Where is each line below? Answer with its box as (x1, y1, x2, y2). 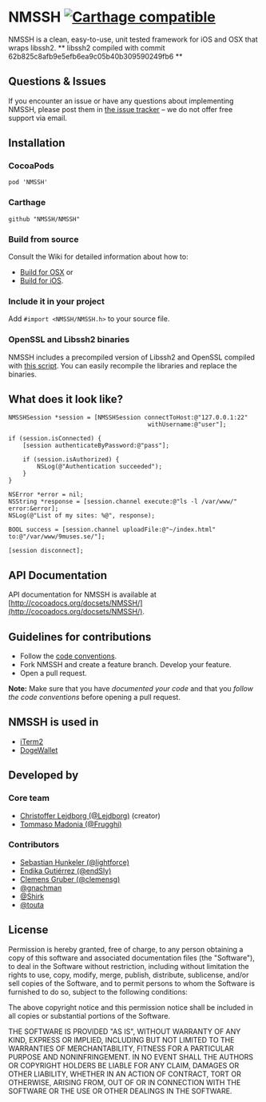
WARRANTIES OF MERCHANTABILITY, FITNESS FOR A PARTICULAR (8, 1044, 234, 1053)
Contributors (8, 839, 60, 851)
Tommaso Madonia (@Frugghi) (19, 819, 122, 829)
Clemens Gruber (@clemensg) (19, 874, 121, 884)
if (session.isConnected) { (8, 435, 102, 443)
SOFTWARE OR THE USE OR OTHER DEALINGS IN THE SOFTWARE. (8, 1086, 232, 1096)
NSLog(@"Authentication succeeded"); (37, 463, 162, 471)
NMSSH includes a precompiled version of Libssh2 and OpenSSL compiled (8, 352, 256, 362)
